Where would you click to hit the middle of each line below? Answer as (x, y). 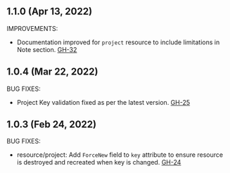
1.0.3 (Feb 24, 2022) (51, 125)
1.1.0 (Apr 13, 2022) (50, 12)
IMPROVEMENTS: (32, 28)
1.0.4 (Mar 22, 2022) (52, 72)
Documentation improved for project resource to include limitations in (118, 42)
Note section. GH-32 (47, 49)
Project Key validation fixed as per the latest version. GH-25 (103, 102)
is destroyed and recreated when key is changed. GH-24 (99, 162)
